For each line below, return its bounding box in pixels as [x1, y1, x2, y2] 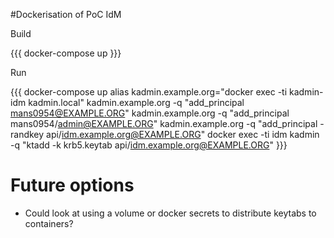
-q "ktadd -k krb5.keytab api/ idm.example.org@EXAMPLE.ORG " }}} [10, 139, 288, 151]
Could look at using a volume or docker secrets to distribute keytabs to [24, 207, 317, 219]
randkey [10, 129, 45, 140]
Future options [10, 174, 135, 197]
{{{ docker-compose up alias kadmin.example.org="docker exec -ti [10, 86, 288, 98]
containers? [24, 217, 74, 229]
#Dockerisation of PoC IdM [10, 9, 122, 20]
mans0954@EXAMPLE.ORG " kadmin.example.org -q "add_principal [10, 107, 290, 119]
